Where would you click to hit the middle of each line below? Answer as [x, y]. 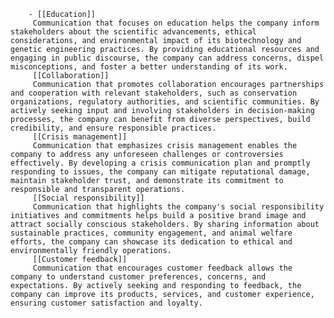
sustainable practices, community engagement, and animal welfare [151, 233]
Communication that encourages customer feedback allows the [162, 268]
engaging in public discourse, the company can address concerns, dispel [167, 58]
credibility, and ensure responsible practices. [113, 128]
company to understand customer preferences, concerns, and [138, 277]
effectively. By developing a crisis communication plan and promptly [160, 163]
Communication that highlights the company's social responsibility [178, 207]
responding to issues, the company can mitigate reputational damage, [160, 172]
